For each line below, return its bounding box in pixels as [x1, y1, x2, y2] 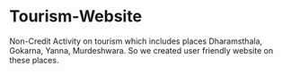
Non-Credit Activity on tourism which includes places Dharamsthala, [9, 36, 263, 46]
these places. [9, 54, 59, 65]
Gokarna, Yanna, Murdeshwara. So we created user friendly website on [9, 45, 274, 55]
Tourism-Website [9, 6, 142, 27]
